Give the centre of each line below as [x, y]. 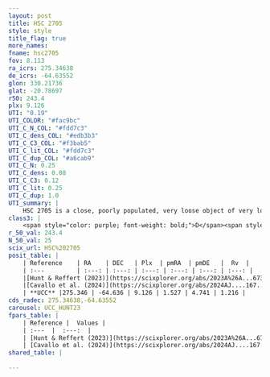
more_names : [28, 46]
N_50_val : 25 [30, 241]
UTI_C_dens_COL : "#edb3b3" [53, 135]
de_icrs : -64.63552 [41, 76]
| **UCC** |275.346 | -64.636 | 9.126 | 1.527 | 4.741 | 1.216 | [135, 293]
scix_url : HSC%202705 [45, 248]
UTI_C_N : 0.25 [32, 166]
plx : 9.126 [27, 106]
